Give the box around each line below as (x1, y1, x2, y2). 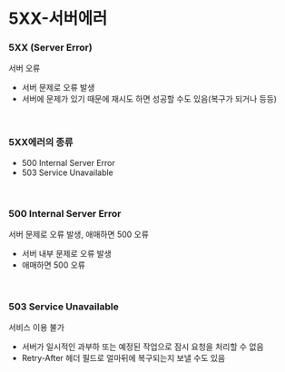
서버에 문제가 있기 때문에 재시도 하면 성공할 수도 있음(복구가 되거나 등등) (21, 93, 278, 104)
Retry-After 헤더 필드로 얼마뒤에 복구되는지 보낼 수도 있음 (21, 353, 226, 364)
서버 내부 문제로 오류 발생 (21, 249, 113, 259)
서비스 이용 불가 (8, 322, 65, 333)
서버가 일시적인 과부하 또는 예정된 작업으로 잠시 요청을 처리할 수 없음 (21, 341, 264, 352)
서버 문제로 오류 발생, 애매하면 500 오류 (8, 229, 149, 240)
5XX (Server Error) (8, 42, 93, 54)
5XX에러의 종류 (8, 136, 74, 149)
